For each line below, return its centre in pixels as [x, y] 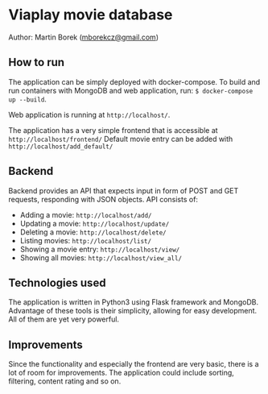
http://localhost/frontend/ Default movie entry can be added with [121, 139]
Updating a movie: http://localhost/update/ [95, 223]
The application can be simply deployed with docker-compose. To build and [134, 81]
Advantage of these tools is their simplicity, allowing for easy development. [133, 311]
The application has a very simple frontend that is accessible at [113, 130]
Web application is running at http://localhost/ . [89, 114]
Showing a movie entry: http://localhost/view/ [100, 249]
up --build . [27, 99]
